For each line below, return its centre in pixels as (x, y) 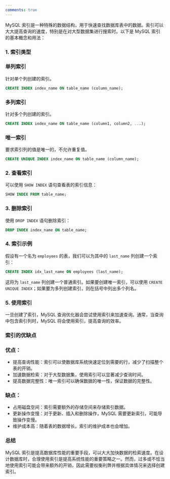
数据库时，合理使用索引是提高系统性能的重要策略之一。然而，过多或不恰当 (87, 459)
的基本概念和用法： (25, 37)
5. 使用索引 (19, 303)
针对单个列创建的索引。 (30, 78)
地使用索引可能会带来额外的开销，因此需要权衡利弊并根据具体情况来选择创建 (85, 465)
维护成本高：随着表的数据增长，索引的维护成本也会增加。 (72, 426)
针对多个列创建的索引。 (30, 114)
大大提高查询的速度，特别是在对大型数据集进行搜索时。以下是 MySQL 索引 (83, 31)
